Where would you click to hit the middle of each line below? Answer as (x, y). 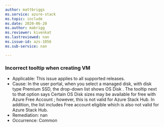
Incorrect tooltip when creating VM (48, 68)
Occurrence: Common (35, 120)
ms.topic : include (24, 19)
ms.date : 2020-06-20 (26, 23)
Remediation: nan (30, 115)
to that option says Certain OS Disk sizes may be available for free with (84, 94)
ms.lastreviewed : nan (27, 37)
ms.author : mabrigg (25, 28)
